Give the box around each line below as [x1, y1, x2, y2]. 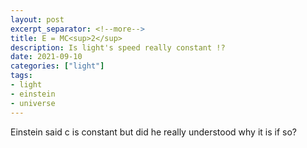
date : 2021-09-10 [10, 52, 83, 62]
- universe [10, 98, 56, 108]
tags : [10, 71, 33, 81]
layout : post [10, 14, 65, 25]
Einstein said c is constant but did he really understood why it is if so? [10, 126, 298, 138]
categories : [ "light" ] [10, 61, 105, 71]
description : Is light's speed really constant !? [10, 42, 226, 53]
